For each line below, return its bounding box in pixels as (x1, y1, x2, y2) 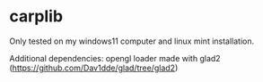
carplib (9, 6, 64, 27)
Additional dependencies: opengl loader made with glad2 (9, 53, 222, 63)
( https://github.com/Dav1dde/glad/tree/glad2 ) (9, 62, 179, 73)
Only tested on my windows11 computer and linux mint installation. (9, 36, 255, 46)
